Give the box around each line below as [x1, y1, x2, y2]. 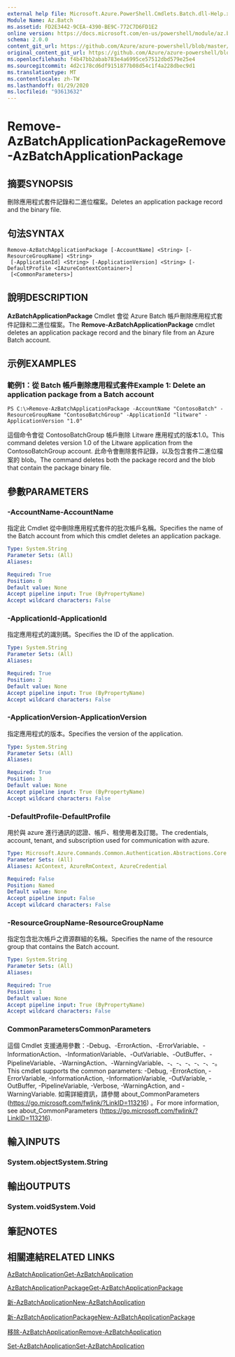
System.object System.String [7, 1157, 108, 1167]
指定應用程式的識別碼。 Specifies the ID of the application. [7, 631, 174, 639]
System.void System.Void [7, 1202, 96, 1211]
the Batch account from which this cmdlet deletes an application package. [7, 532, 222, 540]
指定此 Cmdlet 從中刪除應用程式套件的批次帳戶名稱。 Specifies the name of [7, 524, 224, 533]
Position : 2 [7, 676, 42, 683]
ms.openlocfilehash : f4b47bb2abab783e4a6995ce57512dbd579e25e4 [7, 56, 196, 63]
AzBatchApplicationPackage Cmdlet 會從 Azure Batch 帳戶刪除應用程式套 [7, 311, 223, 320]
